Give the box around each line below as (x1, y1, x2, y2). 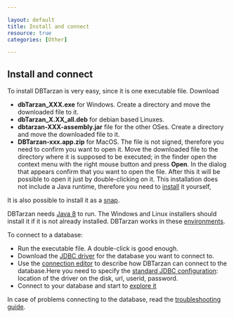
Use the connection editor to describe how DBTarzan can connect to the (17, 259, 227, 267)
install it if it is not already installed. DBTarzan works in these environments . (7, 217, 226, 225)
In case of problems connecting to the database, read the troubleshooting (7, 296, 221, 304)
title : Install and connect (7, 22, 90, 30)
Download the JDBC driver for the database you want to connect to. (17, 252, 214, 260)
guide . (7, 303, 26, 311)
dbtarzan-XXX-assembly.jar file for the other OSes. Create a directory (17, 123, 224, 131)
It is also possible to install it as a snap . (7, 196, 120, 204)
